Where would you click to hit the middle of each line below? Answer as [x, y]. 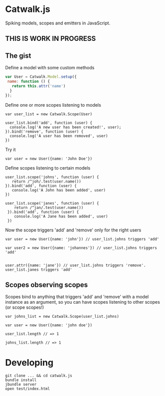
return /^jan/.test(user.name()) [49, 207]
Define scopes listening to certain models [48, 168]
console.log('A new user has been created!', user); [66, 127]
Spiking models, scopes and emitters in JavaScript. [58, 23]
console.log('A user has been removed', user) [59, 136]
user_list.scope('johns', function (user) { [52, 177]
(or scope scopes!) [25, 307]
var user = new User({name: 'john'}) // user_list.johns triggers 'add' [82, 239]
